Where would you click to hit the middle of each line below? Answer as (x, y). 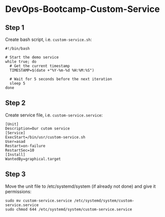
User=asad (15, 141)
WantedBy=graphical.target (33, 159)
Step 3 (15, 174)
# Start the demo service (32, 57)
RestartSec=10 (20, 150)
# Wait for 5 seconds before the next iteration (61, 79)
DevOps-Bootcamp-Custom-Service (82, 9)
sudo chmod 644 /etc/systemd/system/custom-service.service (69, 209)
